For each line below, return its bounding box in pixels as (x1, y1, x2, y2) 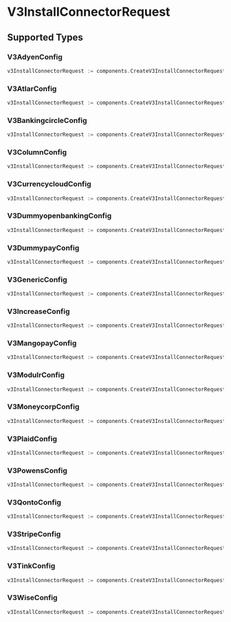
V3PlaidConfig (7, 434, 57, 444)
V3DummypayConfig (7, 243, 80, 253)
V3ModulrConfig (7, 370, 65, 380)
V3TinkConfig (7, 561, 56, 571)
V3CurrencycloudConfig (7, 179, 91, 189)
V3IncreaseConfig (7, 306, 70, 316)
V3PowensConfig (7, 465, 67, 475)
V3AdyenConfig (7, 52, 63, 62)
